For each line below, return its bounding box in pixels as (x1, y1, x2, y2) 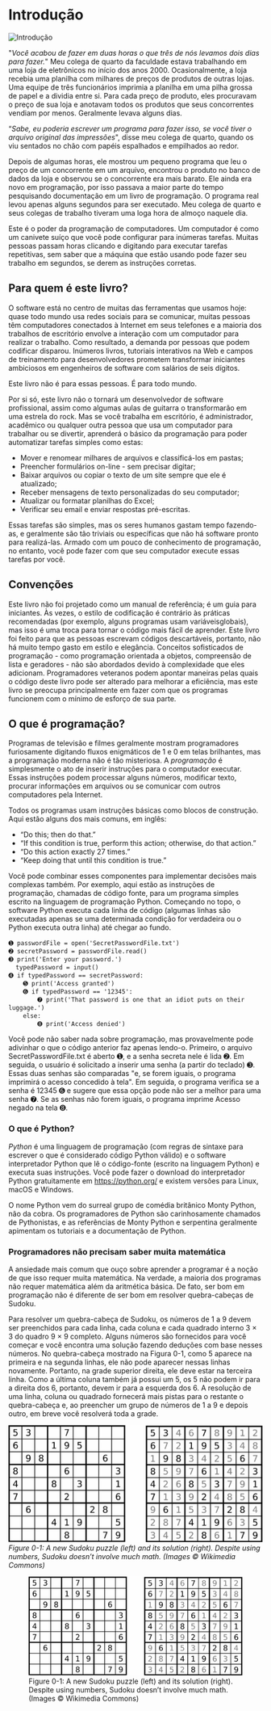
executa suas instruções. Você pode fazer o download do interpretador (8, 1167, 246, 1177)
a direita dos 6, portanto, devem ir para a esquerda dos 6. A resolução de (8, 1383, 252, 1393)
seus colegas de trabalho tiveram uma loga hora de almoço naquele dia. (8, 208, 248, 217)
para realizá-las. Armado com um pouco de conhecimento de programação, (8, 537, 261, 547)
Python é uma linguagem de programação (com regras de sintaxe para (8, 1141, 244, 1151)
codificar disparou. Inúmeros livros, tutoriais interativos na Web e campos (8, 346, 253, 355)
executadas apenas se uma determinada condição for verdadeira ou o (8, 914, 242, 924)
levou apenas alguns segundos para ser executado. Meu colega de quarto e (8, 200, 261, 209)
